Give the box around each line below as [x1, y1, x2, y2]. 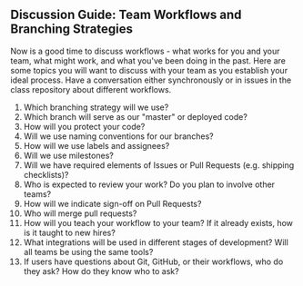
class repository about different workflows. [10, 84, 172, 94]
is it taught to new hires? [23, 227, 116, 238]
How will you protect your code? [23, 121, 146, 132]
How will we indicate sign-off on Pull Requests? [23, 198, 202, 209]
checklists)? [23, 169, 69, 180]
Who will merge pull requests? [23, 208, 137, 219]
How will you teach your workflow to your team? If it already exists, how [23, 217, 294, 228]
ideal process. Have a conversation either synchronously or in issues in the [10, 74, 292, 85]
